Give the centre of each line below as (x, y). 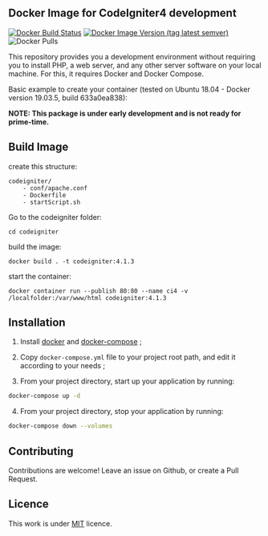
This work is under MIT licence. (60, 523)
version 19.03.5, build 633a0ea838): (68, 97)
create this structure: (43, 166)
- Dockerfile (45, 195)
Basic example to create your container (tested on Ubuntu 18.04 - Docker (129, 89)
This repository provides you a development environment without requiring (132, 56)
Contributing (41, 451)
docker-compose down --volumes (61, 426)
